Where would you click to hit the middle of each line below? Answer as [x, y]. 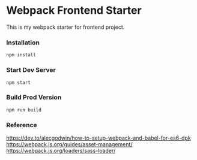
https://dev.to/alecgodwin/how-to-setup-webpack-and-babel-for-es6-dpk [98, 138]
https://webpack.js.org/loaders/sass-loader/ [61, 151]
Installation [23, 43]
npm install [21, 55]
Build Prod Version [34, 98]
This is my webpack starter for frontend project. [65, 27]
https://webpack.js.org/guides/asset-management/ [69, 144]
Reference [22, 125]
